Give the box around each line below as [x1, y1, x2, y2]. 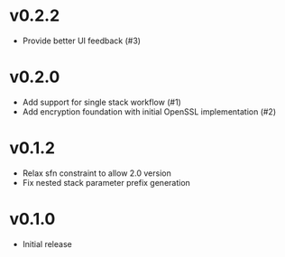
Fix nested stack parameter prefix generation [22, 177, 191, 188]
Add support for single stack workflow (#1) [22, 96, 182, 107]
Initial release [22, 238, 72, 249]
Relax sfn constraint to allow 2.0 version [22, 168, 171, 179]
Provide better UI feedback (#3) [22, 35, 142, 46]
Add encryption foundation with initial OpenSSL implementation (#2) [22, 106, 277, 117]
